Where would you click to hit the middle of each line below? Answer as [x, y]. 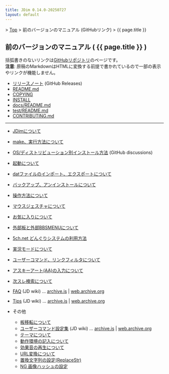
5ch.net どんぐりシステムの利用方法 [50, 238]
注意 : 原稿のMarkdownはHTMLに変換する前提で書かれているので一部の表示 [83, 67]
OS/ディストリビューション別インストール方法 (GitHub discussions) [82, 152]
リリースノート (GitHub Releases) [47, 83]
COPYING [23, 94]
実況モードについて [32, 249]
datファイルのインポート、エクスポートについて [62, 174]
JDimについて [27, 131]
